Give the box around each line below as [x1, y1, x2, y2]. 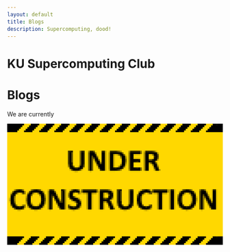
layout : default [7, 11, 53, 18]
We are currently [7, 110, 55, 118]
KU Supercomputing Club [7, 55, 155, 71]
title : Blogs [7, 18, 44, 25]
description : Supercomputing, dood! [7, 25, 112, 32]
